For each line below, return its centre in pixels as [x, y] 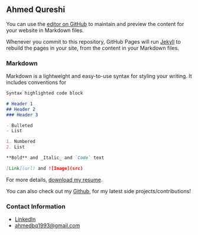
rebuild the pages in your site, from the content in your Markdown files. [92, 48]
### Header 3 [22, 115]
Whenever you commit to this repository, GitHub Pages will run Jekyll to [94, 41]
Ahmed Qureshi [36, 10]
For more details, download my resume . [54, 179]
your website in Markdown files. [45, 30]
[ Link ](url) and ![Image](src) [45, 168]
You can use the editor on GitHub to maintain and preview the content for [95, 24]
